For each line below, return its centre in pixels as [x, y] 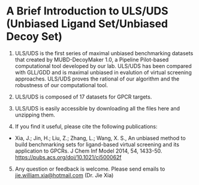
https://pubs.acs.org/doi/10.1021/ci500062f [68, 157]
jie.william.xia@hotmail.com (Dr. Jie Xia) [64, 175]
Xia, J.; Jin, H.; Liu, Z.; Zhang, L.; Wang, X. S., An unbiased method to [100, 138]
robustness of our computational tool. [61, 85]
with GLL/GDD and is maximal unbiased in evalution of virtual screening [103, 72]
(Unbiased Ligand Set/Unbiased [87, 24]
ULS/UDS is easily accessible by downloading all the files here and [97, 108]
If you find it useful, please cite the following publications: [86, 126]
